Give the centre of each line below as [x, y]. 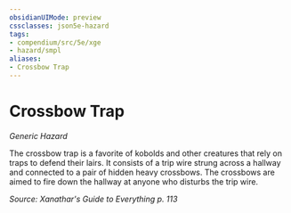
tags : [19, 34]
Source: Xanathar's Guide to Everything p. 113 [93, 199]
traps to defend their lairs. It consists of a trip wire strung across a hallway [145, 162]
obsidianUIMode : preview [55, 17]
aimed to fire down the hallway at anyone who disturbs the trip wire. [134, 181]
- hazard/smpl [36, 51]
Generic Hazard [39, 135]
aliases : [25, 59]
